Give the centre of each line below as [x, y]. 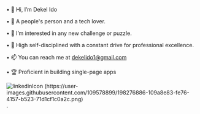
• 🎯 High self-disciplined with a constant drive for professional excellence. [100, 45]
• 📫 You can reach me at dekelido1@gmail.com [67, 57]
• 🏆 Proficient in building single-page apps [61, 72]
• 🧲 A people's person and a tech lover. [56, 21]
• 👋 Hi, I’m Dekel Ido [32, 9]
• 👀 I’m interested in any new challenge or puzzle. [69, 33]
